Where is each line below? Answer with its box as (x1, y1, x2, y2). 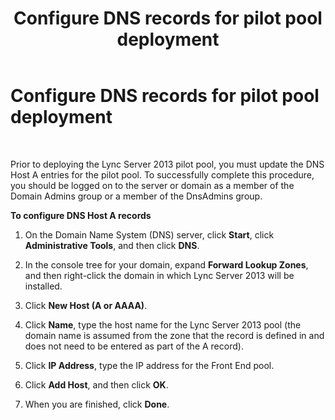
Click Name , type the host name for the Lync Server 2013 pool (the (24, 318, 302, 331)
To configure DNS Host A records (10, 209, 152, 221)
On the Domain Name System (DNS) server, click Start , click (24, 228, 275, 241)
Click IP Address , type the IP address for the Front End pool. (24, 359, 275, 371)
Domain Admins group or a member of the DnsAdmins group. (10, 190, 263, 202)
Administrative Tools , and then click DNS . (24, 239, 200, 251)
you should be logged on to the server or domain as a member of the (10, 179, 295, 191)
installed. (24, 280, 63, 292)
